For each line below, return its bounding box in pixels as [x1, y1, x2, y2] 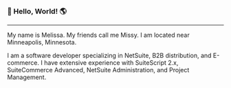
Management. [7, 73, 47, 81]
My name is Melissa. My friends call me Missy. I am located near [7, 31, 190, 40]
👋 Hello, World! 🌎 [7, 6, 67, 16]
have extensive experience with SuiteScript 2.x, [43, 59, 179, 67]
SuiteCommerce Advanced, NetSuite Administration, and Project [7, 66, 190, 74]
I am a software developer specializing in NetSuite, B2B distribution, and [7, 51, 212, 60]
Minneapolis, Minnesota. [7, 38, 77, 46]
